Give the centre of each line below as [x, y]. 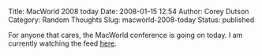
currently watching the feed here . [62, 43]
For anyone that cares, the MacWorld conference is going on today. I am [125, 35]
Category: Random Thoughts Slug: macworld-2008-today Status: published [131, 20]
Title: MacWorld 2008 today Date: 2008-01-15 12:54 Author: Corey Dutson [129, 11]
